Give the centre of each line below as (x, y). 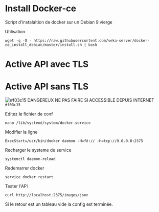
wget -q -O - (18, 40)
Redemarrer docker (25, 168)
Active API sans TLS (47, 87)
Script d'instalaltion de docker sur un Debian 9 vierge (59, 22)
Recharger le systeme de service (38, 150)
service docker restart (29, 177)
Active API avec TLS (47, 64)
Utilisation (15, 31)
